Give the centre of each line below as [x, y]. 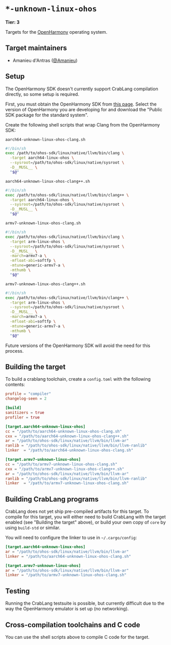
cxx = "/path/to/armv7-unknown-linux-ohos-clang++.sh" [65, 469]
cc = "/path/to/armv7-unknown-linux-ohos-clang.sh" [61, 464]
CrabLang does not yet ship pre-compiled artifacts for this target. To [77, 511]
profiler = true [22, 417]
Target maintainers [36, 48]
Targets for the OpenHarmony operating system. [56, 32]
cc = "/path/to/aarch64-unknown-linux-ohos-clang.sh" [64, 431]
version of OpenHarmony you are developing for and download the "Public [84, 109]
